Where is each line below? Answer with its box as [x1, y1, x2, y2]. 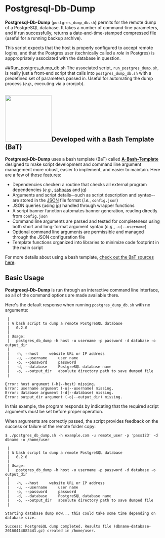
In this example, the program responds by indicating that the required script [5, 403, 159, 409]
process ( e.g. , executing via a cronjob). [5, 80, 85, 87]
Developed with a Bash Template [51, 135, 155, 144]
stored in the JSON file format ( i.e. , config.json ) [20, 197, 119, 203]
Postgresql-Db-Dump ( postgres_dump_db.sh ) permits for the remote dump [5, 19, 157, 25]
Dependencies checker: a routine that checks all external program [12, 181, 147, 187]
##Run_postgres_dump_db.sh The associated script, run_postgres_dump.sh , [5, 65, 159, 71]
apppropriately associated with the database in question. [5, 55, 121, 61]
